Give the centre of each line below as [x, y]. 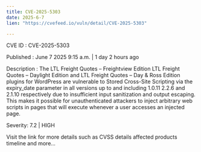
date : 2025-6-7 [25, 17]
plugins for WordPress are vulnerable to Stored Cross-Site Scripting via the [100, 81]
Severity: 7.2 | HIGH [31, 125]
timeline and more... [31, 144]
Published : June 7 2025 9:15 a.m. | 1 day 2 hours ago [73, 57]
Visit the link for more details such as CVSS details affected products [92, 137]
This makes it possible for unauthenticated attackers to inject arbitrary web [100, 101]
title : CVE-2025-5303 [33, 12]
